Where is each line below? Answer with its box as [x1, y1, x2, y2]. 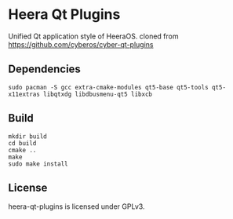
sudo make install [8, 159, 68, 168]
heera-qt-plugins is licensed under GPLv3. [8, 202, 145, 211]
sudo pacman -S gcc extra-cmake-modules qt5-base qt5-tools [8, 83, 209, 91]
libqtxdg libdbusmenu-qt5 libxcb [42, 90, 153, 98]
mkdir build [8, 132, 47, 141]
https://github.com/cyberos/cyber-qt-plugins [8, 39, 154, 49]
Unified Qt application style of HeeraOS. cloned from [8, 31, 179, 41]
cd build [8, 139, 37, 147]
